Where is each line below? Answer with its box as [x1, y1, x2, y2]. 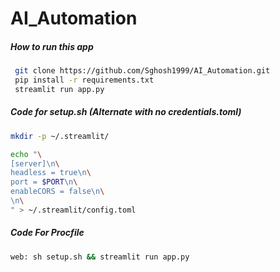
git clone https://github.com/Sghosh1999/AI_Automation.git [14, 66, 271, 76]
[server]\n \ [10, 158, 60, 169]
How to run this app [10, 40, 94, 52]
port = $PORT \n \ [10, 177, 78, 187]
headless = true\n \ [10, 168, 92, 178]
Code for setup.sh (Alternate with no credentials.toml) [10, 106, 242, 118]
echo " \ [10, 149, 43, 159]
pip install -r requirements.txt [14, 75, 155, 86]
